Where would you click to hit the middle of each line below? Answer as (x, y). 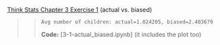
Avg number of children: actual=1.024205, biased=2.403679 (127, 22)
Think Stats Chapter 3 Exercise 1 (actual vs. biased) (80, 10)
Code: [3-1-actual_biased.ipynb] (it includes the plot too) (121, 34)
